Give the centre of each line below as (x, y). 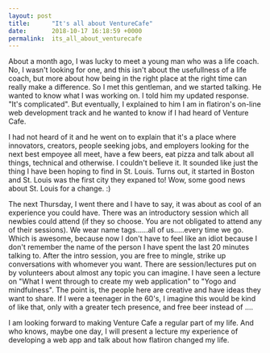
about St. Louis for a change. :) (60, 189)
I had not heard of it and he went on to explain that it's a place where (122, 137)
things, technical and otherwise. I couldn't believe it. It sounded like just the (133, 163)
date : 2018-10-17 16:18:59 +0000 (75, 31)
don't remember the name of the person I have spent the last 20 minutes (129, 247)
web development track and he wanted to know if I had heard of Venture (129, 113)
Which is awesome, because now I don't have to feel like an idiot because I (133, 238)
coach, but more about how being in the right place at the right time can (128, 78)
